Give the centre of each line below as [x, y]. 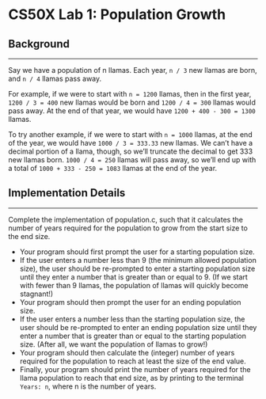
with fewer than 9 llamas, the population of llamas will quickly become [134, 285]
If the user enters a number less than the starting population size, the [132, 319]
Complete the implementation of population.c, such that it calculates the [126, 219]
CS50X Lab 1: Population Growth [117, 15]
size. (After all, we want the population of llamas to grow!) [114, 344]
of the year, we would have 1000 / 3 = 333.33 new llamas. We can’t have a [131, 143]
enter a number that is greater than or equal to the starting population [133, 336]
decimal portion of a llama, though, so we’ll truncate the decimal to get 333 [131, 151]
